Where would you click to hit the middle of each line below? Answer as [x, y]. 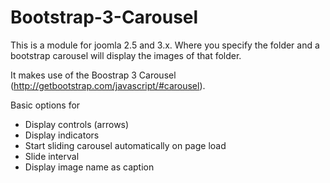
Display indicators [62, 135]
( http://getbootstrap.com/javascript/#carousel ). [108, 85]
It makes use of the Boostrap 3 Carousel [93, 75]
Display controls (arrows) [77, 124]
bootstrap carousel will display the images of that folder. [126, 55]
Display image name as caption [89, 167]
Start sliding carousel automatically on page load [125, 145]
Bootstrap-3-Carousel [104, 17]
